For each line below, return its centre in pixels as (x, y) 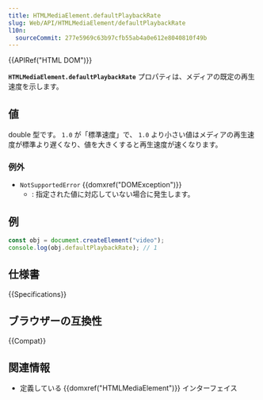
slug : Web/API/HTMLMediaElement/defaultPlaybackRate (97, 23)
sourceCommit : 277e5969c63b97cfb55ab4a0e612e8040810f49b (111, 38)
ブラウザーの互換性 (55, 321)
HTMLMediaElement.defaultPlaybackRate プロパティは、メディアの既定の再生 (131, 77)
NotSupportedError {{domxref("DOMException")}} (101, 185)
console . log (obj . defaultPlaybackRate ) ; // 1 (83, 248)
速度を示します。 (36, 87)
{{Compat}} (27, 340)
